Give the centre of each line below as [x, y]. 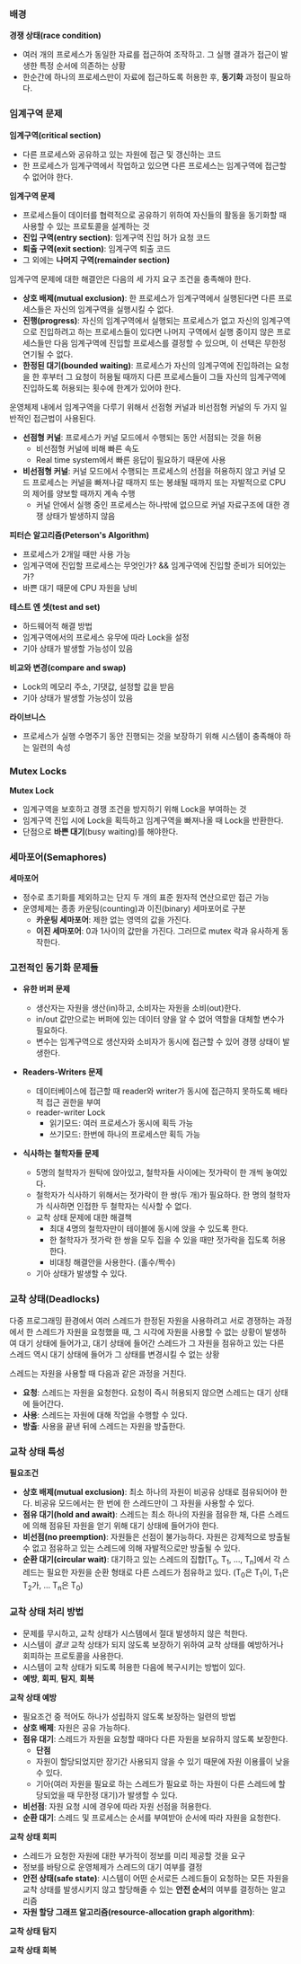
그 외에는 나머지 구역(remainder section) [96, 260]
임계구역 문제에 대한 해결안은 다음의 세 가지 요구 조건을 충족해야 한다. [130, 279]
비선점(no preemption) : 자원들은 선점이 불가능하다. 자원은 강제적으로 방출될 [156, 1537]
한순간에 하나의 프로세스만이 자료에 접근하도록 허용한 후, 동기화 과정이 [145, 77]
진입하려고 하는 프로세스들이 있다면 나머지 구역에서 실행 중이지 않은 [157, 332]
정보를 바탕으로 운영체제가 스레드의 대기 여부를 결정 [112, 1867]
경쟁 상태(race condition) [55, 35]
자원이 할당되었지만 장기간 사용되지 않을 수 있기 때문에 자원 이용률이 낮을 [163, 1761]
